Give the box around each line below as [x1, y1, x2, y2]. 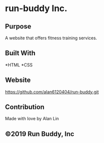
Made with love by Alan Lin [5, 116, 59, 122]
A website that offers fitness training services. [5, 35, 97, 41]
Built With [5, 49, 35, 57]
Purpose [5, 22, 32, 31]
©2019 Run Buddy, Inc [5, 129, 74, 138]
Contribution [5, 103, 45, 111]
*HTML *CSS [5, 62, 33, 68]
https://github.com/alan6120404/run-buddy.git [5, 89, 99, 95]
